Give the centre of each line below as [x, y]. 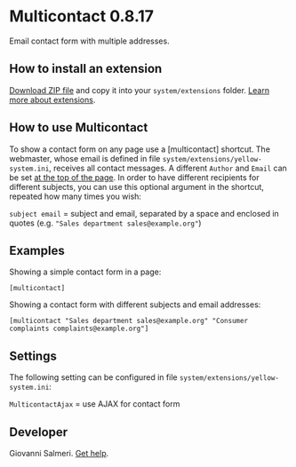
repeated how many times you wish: [76, 196]
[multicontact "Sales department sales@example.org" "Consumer [129, 321]
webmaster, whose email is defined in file [85, 158]
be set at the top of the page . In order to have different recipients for [134, 177]
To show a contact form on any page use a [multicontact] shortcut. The [140, 149]
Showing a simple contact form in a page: [85, 272]
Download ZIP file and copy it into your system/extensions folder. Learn [139, 90]
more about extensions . [52, 99]
